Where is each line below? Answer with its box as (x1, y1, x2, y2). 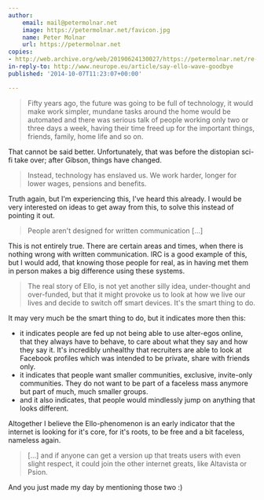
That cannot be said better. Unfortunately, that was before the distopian (8, 147, 240, 156)
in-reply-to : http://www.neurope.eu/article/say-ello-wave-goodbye (8, 63, 234, 71)
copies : (8, 48, 34, 56)
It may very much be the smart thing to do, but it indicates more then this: (8, 313, 246, 323)
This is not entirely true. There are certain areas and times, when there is (8, 241, 244, 250)
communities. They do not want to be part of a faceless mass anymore (19, 378, 249, 388)
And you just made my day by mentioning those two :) (8, 482, 183, 491)
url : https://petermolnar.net (22, 41, 122, 49)
